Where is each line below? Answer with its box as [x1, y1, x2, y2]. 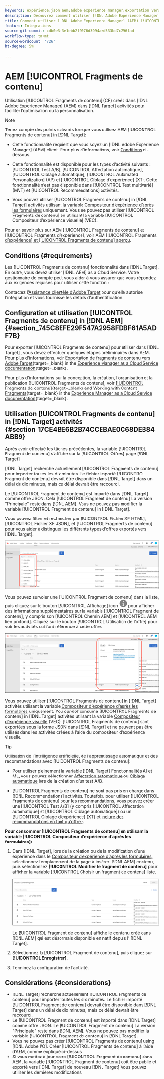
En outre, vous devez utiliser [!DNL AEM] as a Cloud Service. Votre [5, 269, 139, 276]
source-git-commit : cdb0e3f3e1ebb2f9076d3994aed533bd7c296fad [5, 28, 134, 34]
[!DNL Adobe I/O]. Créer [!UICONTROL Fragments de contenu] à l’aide [12, 1043, 154, 1049]
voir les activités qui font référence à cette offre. [5, 624, 102, 630]
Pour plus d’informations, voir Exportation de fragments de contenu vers [5, 355, 151, 361]
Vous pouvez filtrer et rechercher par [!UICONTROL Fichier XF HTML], [5, 516, 146, 521]
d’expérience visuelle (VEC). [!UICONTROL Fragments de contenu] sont [5, 718, 149, 724]
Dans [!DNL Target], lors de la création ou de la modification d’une [12, 848, 145, 854]
